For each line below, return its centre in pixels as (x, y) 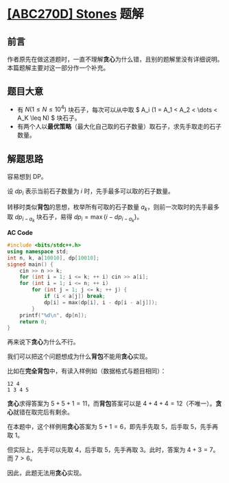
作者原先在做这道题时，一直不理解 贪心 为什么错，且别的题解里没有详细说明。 (115, 59)
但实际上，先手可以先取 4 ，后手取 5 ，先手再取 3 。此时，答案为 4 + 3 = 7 (110, 450)
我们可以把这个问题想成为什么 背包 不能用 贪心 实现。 (79, 356)
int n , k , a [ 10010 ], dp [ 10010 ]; (53, 258)
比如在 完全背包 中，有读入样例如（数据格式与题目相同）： (87, 371)
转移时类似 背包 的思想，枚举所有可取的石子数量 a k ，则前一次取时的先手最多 (113, 208)
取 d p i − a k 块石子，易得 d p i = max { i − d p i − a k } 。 (75, 218)
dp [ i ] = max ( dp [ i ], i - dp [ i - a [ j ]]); (101, 302)
